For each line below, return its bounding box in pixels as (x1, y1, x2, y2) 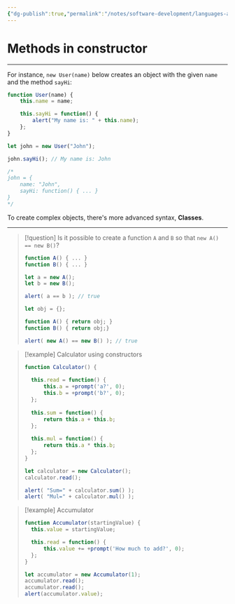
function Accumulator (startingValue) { (24, 520, 141, 527)
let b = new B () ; (24, 280, 76, 288)
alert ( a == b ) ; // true (24, 293, 100, 300)
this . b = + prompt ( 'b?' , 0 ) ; (43, 390, 126, 397)
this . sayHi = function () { (20, 110, 99, 118)
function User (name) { (7, 91, 73, 98)
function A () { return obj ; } (24, 318, 113, 326)
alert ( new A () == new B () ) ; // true (24, 337, 138, 344)
